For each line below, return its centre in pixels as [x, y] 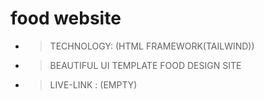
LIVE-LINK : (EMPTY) [93, 84]
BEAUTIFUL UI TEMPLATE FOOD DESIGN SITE [145, 65]
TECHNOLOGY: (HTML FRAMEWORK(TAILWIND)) [152, 46]
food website [66, 18]
